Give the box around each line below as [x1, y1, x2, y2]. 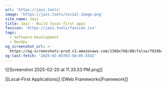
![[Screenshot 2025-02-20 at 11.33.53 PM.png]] [5, 67, 103, 73]
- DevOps [9, 40, 28, 44]
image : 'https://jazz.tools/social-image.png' [5, 12, 103, 17]
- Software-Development [9, 35, 59, 40]
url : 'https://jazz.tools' [5, 7, 61, 12]
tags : [5, 30, 16, 35]
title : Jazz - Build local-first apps [5, 21, 85, 26]
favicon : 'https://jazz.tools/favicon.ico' [5, 26, 97, 31]
